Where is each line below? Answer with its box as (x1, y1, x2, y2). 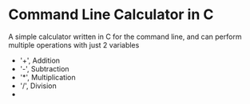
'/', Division (19, 81, 58, 91)
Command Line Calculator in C (8, 6, 214, 24)
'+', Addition (19, 56, 61, 65)
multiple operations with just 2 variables (8, 40, 140, 49)
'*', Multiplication (19, 72, 76, 82)
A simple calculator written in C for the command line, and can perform (8, 32, 242, 41)
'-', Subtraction (19, 64, 69, 73)
